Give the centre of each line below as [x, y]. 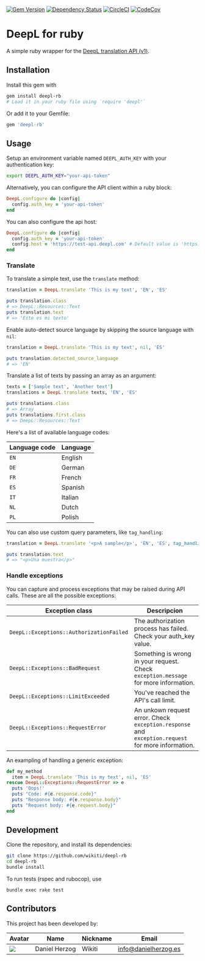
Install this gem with [31, 85]
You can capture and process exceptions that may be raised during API [96, 589]
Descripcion [165, 610]
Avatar [19, 938]
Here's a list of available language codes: [58, 432]
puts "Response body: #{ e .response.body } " [67, 800]
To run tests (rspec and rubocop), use [54, 879]
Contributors [31, 909]
